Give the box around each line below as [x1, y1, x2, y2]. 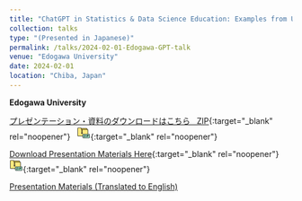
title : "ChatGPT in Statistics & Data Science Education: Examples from [9, 14, 288, 23]
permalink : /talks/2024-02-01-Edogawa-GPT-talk [9, 43, 191, 52]
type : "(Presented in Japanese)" [9, 33, 135, 42]
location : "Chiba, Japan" [9, 72, 106, 81]
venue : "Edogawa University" [9, 52, 119, 62]
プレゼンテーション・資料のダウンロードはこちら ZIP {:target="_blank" [9, 115, 273, 126]
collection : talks [9, 23, 78, 33]
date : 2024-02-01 [9, 62, 75, 71]
